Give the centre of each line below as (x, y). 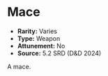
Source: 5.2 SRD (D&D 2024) (59, 53)
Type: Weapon (39, 38)
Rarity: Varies (37, 31)
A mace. (19, 66)
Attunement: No (41, 46)
